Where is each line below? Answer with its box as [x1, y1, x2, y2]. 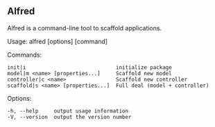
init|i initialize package [7, 63, 172, 71]
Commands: [7, 50, 42, 59]
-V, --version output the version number [7, 113, 132, 120]
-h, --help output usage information [7, 107, 129, 115]
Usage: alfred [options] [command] [7, 37, 108, 46]
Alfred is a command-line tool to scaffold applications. [7, 23, 162, 32]
